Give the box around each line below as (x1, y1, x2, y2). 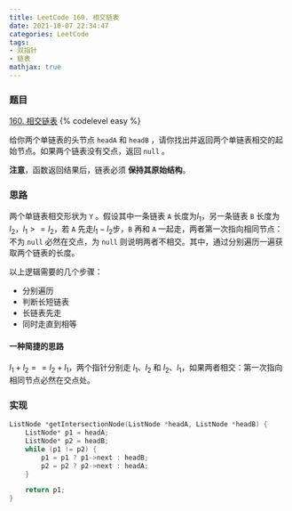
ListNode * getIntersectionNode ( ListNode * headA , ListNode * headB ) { (9, 420, 268, 429)
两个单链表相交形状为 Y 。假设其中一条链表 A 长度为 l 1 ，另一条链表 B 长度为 (9, 211, 280, 223)
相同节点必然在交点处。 (9, 375, 95, 385)
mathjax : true (9, 63, 62, 72)
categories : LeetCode (9, 29, 90, 38)
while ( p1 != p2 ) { (25, 444, 98, 454)
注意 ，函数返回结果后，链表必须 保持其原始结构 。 (9, 165, 191, 175)
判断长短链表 (21, 296, 69, 307)
